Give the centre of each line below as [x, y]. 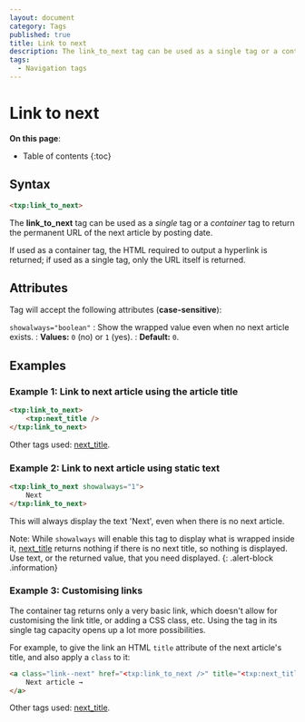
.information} [34, 567]
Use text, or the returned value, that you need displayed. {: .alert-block [142, 558]
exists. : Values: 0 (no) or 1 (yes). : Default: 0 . [94, 337]
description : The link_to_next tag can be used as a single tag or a [144, 52]
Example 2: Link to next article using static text [115, 468]
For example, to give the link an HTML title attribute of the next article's [146, 647]
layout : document [42, 18]
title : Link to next [49, 43]
